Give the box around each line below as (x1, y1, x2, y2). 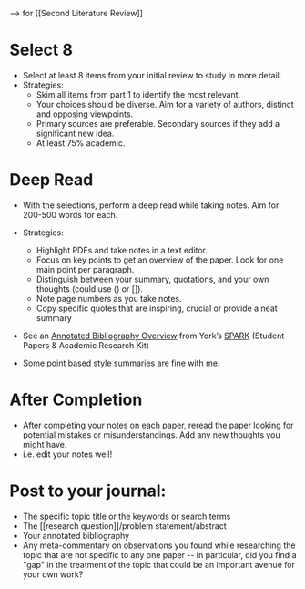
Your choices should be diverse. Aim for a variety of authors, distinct (36, 98, 294, 109)
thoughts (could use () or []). (36, 283, 144, 294)
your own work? (22, 569, 84, 580)
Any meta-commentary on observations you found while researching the (22, 540, 296, 551)
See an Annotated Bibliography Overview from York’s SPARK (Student (22, 330, 285, 341)
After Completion (9, 389, 143, 410)
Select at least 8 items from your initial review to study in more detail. (22, 69, 282, 80)
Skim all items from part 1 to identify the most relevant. (36, 88, 241, 99)
